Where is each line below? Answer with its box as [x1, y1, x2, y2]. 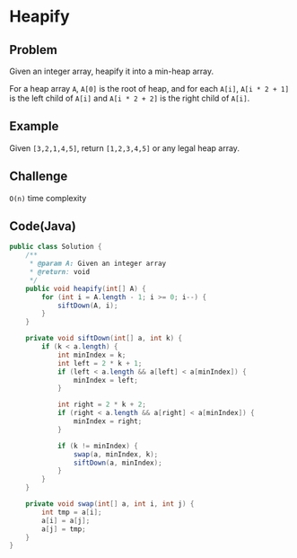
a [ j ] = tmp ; [41, 524, 87, 534]
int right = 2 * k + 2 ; [57, 400, 146, 410]
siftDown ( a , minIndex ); [73, 458, 163, 467]
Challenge [9, 169, 68, 184]
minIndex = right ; [73, 417, 143, 426]
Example [9, 119, 59, 134]
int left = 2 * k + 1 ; [57, 359, 143, 368]
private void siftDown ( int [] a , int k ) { [25, 334, 183, 343]
